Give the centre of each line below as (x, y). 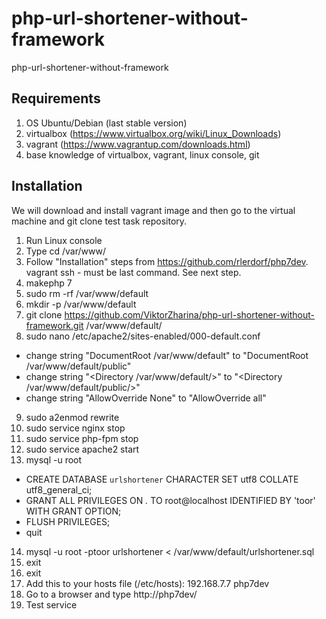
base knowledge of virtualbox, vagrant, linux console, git (142, 154)
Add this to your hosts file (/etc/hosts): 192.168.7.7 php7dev (147, 583)
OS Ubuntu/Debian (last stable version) (106, 123)
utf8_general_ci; (59, 489)
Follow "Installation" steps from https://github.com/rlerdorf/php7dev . (167, 261)
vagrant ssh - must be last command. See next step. (133, 272)
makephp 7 (49, 283)
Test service (51, 604)
